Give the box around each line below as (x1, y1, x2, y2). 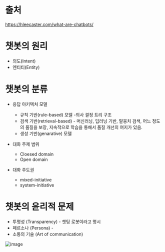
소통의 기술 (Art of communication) (12, 231, 83, 237)
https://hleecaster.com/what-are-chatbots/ (5, 21, 94, 27)
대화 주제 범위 (12, 141, 39, 147)
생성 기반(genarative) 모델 (19, 130, 72, 136)
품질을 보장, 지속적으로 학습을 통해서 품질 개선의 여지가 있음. (25, 124, 142, 130)
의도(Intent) (12, 58, 36, 64)
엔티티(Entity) (12, 64, 40, 70)
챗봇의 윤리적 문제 (5, 201, 74, 212)
